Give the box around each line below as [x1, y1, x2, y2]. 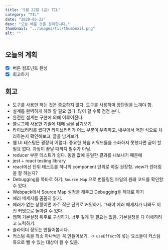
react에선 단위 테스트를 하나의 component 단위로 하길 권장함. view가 [12, 163, 149, 170]
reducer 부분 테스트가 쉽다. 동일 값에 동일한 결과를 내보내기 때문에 [12, 152, 142, 158]
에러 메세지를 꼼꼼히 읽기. [12, 195, 63, 201]
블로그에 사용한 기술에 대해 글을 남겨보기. [12, 120, 93, 126]
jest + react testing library [12, 157, 66, 163]
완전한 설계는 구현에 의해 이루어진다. [12, 114, 84, 120]
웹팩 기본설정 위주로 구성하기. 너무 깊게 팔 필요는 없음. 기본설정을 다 [12, 214, 145, 220]
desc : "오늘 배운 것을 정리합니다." [5, 21, 70, 27]
